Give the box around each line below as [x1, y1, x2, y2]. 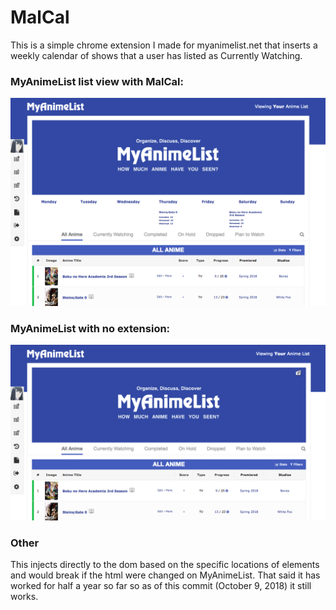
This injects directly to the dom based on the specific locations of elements [10, 559, 320, 571]
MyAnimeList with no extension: [10, 321, 171, 335]
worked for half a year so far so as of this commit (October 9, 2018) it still [10, 580, 312, 592]
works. [10, 591, 39, 603]
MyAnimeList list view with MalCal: [10, 74, 184, 88]
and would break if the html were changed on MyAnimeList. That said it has [10, 569, 321, 581]
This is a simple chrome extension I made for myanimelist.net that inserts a [10, 39, 318, 51]
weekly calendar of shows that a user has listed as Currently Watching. [10, 49, 303, 61]
